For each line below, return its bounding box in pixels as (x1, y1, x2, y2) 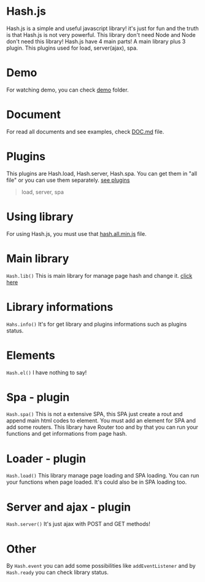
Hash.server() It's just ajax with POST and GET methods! (6, 521, 150, 528)
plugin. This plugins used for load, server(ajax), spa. (6, 44, 138, 52)
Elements (6, 348, 55, 362)
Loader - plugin (6, 452, 87, 465)
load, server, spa (21, 188, 64, 195)
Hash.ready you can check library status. (6, 568, 109, 576)
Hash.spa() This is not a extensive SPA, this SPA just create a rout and (6, 411, 183, 418)
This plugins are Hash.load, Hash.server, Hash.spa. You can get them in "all (6, 170, 198, 177)
